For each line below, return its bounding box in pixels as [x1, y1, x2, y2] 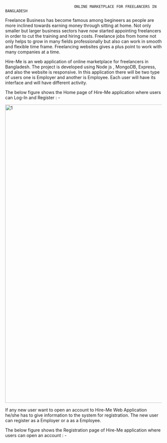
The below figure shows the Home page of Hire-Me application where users [5, 89, 162, 95]
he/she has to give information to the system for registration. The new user [5, 412, 159, 418]
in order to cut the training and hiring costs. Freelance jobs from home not [5, 33, 157, 39]
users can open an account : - [5, 433, 67, 438]
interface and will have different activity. [5, 80, 87, 86]
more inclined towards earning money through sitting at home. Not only [5, 22, 152, 28]
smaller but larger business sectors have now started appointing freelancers [5, 28, 162, 34]
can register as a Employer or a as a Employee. [5, 418, 101, 423]
